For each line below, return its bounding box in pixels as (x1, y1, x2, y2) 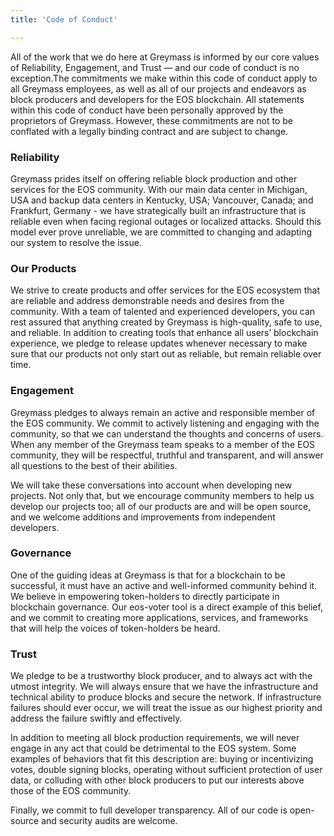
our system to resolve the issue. (10, 236, 142, 248)
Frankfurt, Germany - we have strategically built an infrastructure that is (10, 204, 307, 216)
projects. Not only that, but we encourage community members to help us (10, 489, 315, 501)
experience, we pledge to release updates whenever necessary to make (10, 337, 308, 350)
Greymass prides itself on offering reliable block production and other (10, 172, 298, 185)
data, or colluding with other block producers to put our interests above (10, 774, 305, 786)
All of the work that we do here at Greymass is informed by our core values (10, 51, 320, 63)
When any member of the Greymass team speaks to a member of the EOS (10, 438, 316, 450)
